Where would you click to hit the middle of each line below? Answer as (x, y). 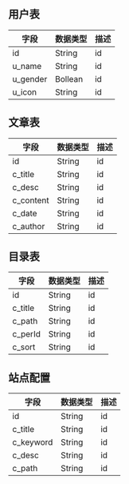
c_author (29, 226)
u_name (27, 66)
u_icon (25, 92)
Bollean (69, 79)
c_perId (27, 334)
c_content (31, 200)
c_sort (24, 347)
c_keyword (33, 442)
